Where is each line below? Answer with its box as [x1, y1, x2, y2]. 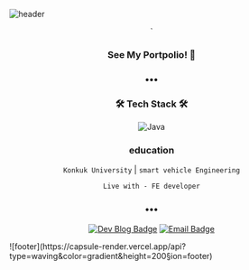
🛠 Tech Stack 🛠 [115, 98, 189, 110]
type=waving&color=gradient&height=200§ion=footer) [9, 250, 213, 261]
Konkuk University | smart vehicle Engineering [62, 164, 241, 175]
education [128, 144, 175, 157]
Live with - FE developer [103, 182, 200, 191]
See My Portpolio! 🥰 [106, 48, 197, 61]
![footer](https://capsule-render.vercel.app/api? [9, 240, 187, 252]
